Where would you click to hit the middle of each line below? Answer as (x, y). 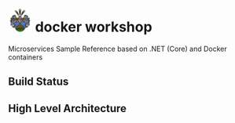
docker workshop (94, 27)
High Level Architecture (68, 109)
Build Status (39, 82)
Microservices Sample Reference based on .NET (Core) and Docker (118, 49)
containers (26, 57)
